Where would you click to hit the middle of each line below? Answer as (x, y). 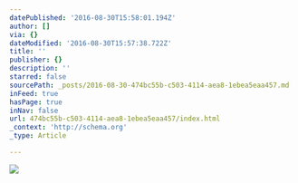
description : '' (40, 69)
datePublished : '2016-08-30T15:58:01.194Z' (93, 18)
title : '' (28, 52)
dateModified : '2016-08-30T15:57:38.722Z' (91, 43)
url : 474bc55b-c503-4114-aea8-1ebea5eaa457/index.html (115, 119)
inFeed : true (34, 93)
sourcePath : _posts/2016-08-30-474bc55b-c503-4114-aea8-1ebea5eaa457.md (149, 85)
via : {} (24, 34)
